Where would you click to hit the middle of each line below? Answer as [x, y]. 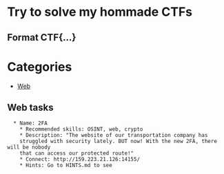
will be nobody [29, 148]
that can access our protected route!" [77, 153]
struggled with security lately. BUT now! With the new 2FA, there [118, 142]
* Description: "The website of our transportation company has [114, 135]
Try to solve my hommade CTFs [100, 12]
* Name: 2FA [31, 123]
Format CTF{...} [42, 37]
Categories [40, 67]
